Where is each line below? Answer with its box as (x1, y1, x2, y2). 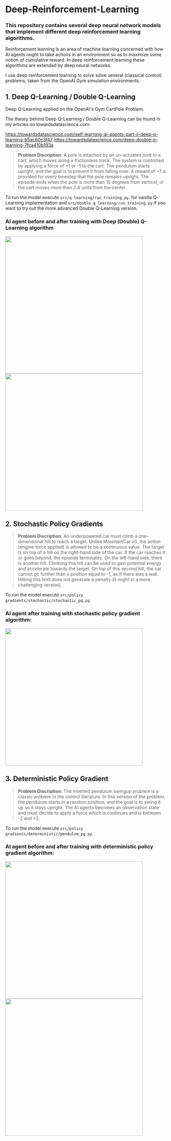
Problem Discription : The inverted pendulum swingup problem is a (17, 788, 159, 794)
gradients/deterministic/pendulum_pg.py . (5, 830, 94, 836)
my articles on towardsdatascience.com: (5, 121, 91, 128)
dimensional (17, 538, 44, 544)
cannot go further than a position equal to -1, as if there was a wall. (17, 571, 159, 577)
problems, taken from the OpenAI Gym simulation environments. (5, 78, 140, 84)
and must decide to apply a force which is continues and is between (17, 810, 162, 816)
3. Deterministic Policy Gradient (5, 775, 109, 783)
